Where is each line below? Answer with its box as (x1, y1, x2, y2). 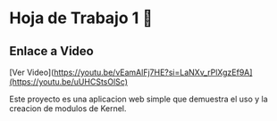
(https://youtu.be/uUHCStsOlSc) (9, 77, 128, 87)
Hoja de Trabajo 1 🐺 (9, 8, 154, 28)
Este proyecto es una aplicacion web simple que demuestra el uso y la (9, 93, 268, 104)
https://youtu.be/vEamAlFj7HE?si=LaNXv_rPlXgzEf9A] (53, 67, 253, 77)
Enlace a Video (9, 44, 94, 59)
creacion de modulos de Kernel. (9, 103, 127, 114)
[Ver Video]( (9, 67, 55, 77)
